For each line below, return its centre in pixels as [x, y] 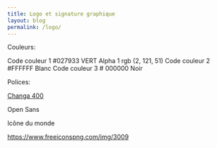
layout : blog [27, 21]
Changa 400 [25, 96]
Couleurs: [22, 47]
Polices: [19, 82]
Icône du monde [31, 123]
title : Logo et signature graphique [61, 14]
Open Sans [24, 110]
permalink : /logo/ [34, 27]
